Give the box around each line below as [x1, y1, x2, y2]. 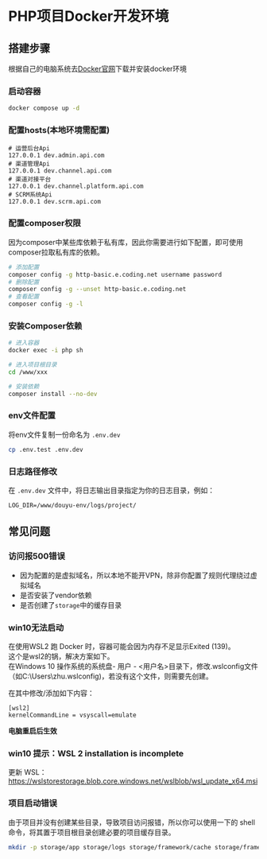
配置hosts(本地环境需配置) [8, 125, 110, 136]
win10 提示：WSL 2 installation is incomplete [8, 748, 184, 759]
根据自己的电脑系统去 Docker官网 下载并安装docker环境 [8, 64, 188, 73]
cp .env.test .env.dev [8, 445, 83, 453]
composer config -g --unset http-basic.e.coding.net [8, 286, 187, 293]
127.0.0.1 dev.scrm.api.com [8, 198, 102, 206]
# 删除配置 [8, 278, 40, 286]
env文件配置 [8, 410, 56, 422]
